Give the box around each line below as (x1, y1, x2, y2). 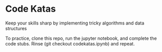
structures (5, 25, 27, 31)
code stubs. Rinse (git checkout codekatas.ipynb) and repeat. (5, 40, 135, 46)
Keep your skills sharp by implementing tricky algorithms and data (5, 20, 145, 26)
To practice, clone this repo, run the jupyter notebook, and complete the (5, 35, 157, 41)
